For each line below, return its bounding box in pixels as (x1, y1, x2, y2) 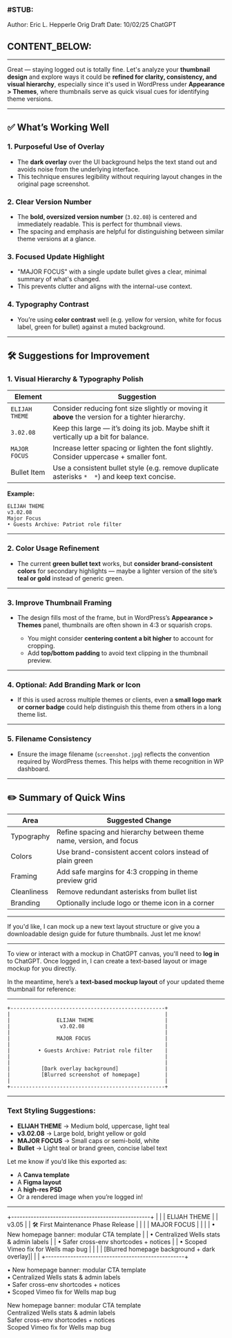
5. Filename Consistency (7, 734, 92, 744)
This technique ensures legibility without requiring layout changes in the (17, 172, 222, 180)
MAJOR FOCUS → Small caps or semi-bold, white (17, 1136, 160, 1144)
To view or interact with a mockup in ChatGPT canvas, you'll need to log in (7, 950, 220, 958)
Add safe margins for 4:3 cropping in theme (56, 867, 198, 877)
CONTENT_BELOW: (7, 40, 92, 53)
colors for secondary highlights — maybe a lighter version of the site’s (17, 567, 217, 575)
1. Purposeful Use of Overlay (7, 142, 105, 151)
